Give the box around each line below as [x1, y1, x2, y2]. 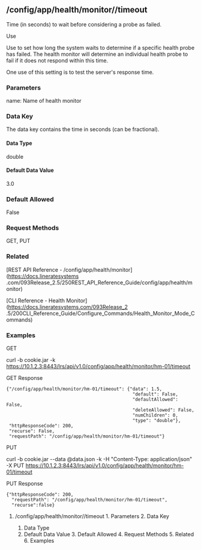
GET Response [6, 374, 43, 381]
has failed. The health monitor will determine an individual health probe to [6, 50, 188, 58]
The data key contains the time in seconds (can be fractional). [6, 126, 160, 133]
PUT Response [6, 480, 43, 487]
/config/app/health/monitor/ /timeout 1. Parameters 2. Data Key [14, 513, 170, 519]
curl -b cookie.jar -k [6, 356, 56, 363]
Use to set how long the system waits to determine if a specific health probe [6, 44, 195, 51]
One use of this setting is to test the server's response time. [6, 69, 154, 76]
